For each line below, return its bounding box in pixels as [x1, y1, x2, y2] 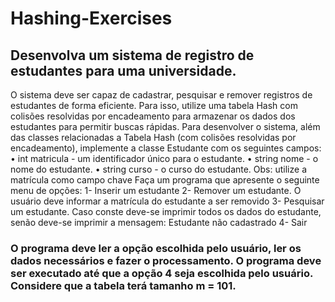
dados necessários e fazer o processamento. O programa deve [10, 253, 322, 267]
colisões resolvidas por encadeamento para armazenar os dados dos [10, 110, 296, 122]
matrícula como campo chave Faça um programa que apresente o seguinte [10, 174, 320, 186]
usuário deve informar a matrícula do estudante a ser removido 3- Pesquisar [10, 195, 325, 207]
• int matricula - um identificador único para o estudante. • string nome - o [10, 153, 319, 164]
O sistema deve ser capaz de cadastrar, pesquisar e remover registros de [10, 89, 313, 101]
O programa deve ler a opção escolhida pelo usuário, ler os [10, 241, 302, 255]
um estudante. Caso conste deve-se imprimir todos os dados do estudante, [10, 206, 322, 217]
